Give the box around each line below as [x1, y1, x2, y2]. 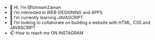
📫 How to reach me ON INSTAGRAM [9, 30, 84, 36]
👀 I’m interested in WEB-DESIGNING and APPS [9, 10, 103, 15]
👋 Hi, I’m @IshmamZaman [9, 5, 62, 10]
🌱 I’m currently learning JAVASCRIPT [9, 15, 83, 20]
